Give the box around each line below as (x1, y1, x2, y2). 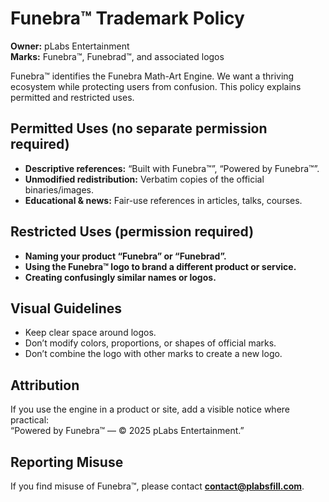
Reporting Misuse (10, 453, 124, 471)
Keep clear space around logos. (24, 327, 157, 339)
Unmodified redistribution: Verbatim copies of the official (24, 173, 265, 185)
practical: (10, 414, 50, 426)
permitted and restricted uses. (10, 91, 135, 103)
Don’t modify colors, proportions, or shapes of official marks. (24, 337, 277, 349)
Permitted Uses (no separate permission (10, 120, 268, 137)
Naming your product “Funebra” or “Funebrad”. (24, 250, 227, 262)
